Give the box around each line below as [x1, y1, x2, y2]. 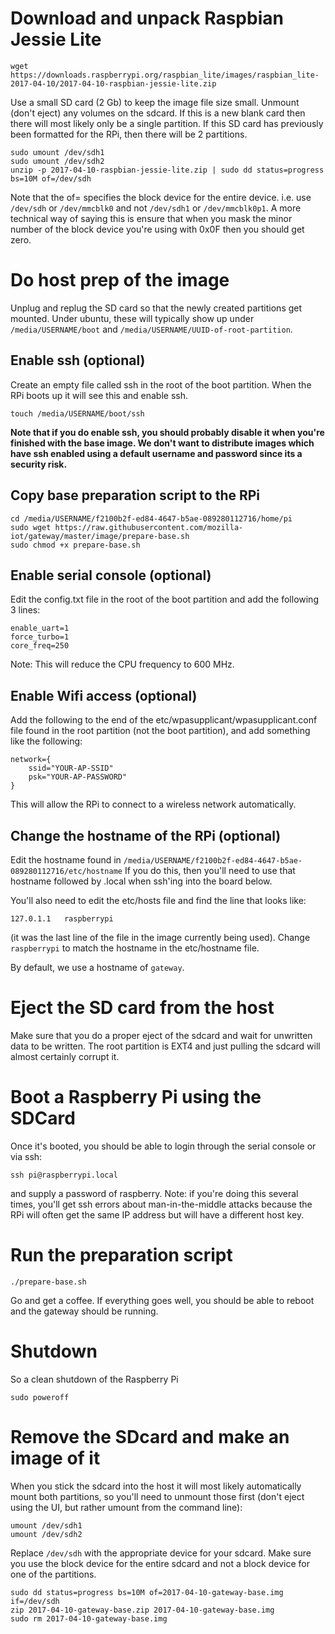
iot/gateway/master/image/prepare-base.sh [10, 531, 190, 541]
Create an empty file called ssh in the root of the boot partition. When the [10, 378, 312, 391]
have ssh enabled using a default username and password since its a [10, 447, 303, 459]
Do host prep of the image [10, 269, 230, 292]
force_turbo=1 [10, 632, 70, 642]
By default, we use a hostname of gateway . [10, 961, 185, 973]
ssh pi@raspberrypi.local [10, 1170, 118, 1180]
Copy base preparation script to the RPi [10, 487, 261, 504]
